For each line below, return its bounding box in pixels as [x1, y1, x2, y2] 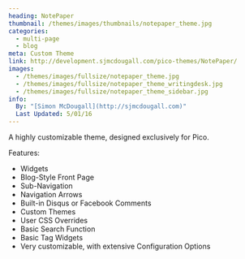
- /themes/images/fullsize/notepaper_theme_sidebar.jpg [15, 87, 208, 96]
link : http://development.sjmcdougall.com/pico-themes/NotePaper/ [8, 58, 238, 66]
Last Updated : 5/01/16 [15, 110, 92, 119]
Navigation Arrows [19, 190, 83, 199]
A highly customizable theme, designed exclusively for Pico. [8, 132, 209, 142]
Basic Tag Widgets [19, 233, 84, 242]
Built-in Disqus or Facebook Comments [19, 198, 152, 208]
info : [8, 95, 27, 103]
